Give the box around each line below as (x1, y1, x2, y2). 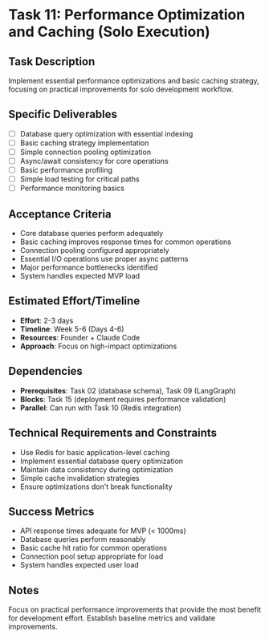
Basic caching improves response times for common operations (19, 237, 231, 246)
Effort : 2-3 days (19, 315, 74, 325)
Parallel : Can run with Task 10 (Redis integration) (19, 403, 182, 413)
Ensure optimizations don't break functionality (19, 482, 173, 491)
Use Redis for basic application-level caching (19, 447, 170, 457)
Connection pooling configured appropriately (19, 246, 170, 255)
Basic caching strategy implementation (19, 138, 149, 148)
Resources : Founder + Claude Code (19, 332, 141, 342)
